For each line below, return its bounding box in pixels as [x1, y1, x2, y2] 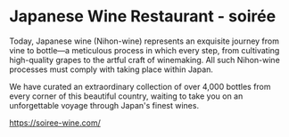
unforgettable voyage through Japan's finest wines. [9, 100, 199, 110]
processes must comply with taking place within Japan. [9, 64, 214, 75]
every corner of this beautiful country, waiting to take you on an [9, 91, 244, 101]
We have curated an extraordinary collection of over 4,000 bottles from [9, 81, 271, 92]
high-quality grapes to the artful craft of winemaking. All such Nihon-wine [9, 54, 281, 65]
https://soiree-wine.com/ [9, 117, 101, 128]
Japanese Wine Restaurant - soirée [9, 6, 277, 27]
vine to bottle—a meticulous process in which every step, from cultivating [9, 44, 280, 55]
